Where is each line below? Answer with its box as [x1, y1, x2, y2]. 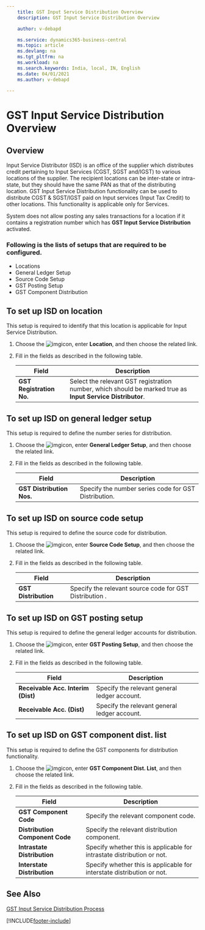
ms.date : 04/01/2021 [17, 71, 70, 77]
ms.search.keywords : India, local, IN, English [17, 65, 140, 71]
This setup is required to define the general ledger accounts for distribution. [6, 629, 197, 636]
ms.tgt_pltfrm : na [17, 54, 64, 60]
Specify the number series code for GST [79, 484, 195, 493]
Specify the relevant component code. [85, 811, 196, 820]
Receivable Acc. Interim [18, 684, 90, 692]
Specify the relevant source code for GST [70, 585, 189, 593]
